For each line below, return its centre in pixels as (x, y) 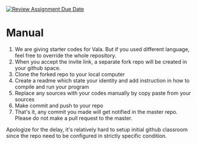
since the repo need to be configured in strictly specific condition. (87, 136)
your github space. (38, 68)
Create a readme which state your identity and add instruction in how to (102, 80)
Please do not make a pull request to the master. (74, 118)
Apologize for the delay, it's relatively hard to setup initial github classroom (97, 129)
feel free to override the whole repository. (65, 55)
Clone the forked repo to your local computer (70, 74)
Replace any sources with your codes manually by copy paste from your (103, 93)
